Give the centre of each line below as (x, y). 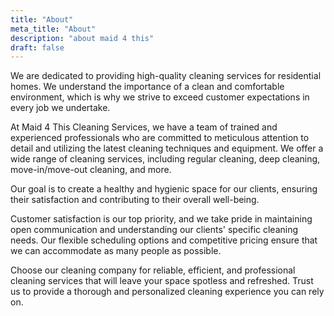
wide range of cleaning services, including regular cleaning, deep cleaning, (165, 159)
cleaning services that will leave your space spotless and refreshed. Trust (162, 281)
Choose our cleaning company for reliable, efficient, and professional (153, 270)
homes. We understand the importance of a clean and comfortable (147, 87)
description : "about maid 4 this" (82, 38)
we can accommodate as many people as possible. (116, 251)
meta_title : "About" (53, 29)
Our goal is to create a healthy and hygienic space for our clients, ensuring (164, 189)
